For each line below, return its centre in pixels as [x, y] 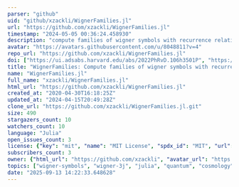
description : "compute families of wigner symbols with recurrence [110, 41]
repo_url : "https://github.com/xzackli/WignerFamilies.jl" [97, 54]
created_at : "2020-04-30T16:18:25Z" [62, 93]
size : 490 [22, 113]
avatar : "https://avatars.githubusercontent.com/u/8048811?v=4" [105, 47]
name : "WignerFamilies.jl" [47, 73]
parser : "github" [33, 14]
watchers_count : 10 [36, 126]
